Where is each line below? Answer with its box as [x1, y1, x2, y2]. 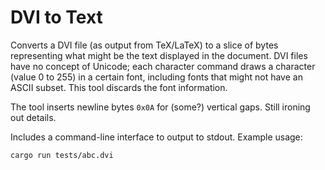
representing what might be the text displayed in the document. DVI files [10, 49, 308, 61]
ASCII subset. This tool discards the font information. [10, 81, 228, 93]
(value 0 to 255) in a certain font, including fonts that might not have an [10, 71, 303, 83]
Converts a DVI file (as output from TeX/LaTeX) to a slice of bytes [10, 39, 279, 51]
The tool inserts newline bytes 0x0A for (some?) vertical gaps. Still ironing [10, 101, 311, 113]
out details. [10, 111, 57, 123]
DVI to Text [10, 6, 103, 29]
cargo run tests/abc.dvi [10, 150, 114, 160]
